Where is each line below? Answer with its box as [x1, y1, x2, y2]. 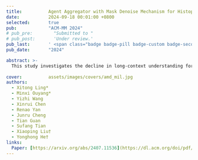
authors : [6, 79, 28, 85]
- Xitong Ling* [11, 85, 49, 91]
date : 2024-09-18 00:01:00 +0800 [6, 14, 115, 20]
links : [6, 139, 22, 145]
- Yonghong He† [11, 134, 49, 140]
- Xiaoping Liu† [11, 129, 51, 135]
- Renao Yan [11, 106, 41, 112]
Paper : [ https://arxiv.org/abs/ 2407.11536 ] [11, 145, 120, 151]
